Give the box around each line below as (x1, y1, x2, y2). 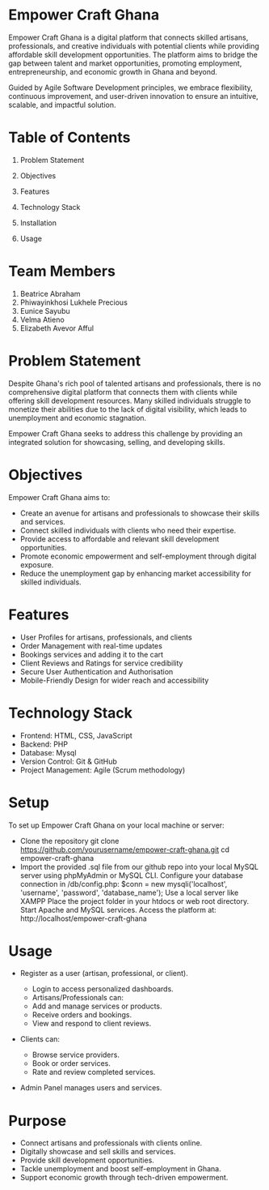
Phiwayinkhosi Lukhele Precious (19, 297, 128, 307)
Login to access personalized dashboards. (32, 984, 174, 994)
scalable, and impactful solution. (8, 100, 116, 109)
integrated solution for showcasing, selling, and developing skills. (8, 437, 225, 447)
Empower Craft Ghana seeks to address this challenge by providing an (8, 428, 243, 439)
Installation (19, 217, 57, 228)
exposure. (19, 559, 54, 569)
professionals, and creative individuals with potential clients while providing (8, 41, 260, 50)
